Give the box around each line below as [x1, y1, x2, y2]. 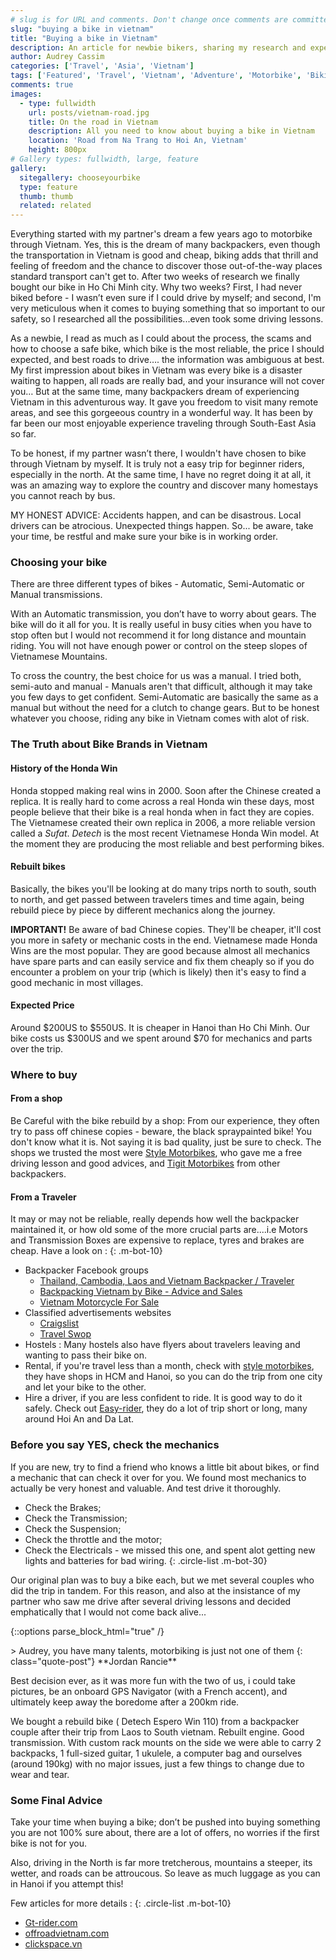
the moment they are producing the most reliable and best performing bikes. [10, 837, 325, 850]
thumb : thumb [19, 191, 74, 201]
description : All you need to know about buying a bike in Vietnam [28, 126, 315, 136]
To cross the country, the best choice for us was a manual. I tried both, [10, 670, 302, 682]
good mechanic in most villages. [10, 976, 144, 988]
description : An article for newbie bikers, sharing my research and [10, 42, 307, 53]
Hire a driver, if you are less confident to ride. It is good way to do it [24, 1392, 303, 1404]
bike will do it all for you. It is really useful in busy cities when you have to [10, 619, 312, 631]
